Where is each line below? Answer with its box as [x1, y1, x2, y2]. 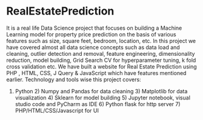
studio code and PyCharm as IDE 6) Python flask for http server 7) [15, 100, 181, 107]
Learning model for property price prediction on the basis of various [6, 30, 177, 38]
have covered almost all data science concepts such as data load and [6, 44, 180, 51]
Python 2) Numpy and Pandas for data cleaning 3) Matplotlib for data [15, 87, 188, 95]
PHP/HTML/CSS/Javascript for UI [15, 107, 99, 114]
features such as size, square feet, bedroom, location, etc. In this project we [6, 37, 196, 44]
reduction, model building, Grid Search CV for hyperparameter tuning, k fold [6, 56, 196, 64]
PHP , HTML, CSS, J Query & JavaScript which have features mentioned [6, 69, 187, 76]
